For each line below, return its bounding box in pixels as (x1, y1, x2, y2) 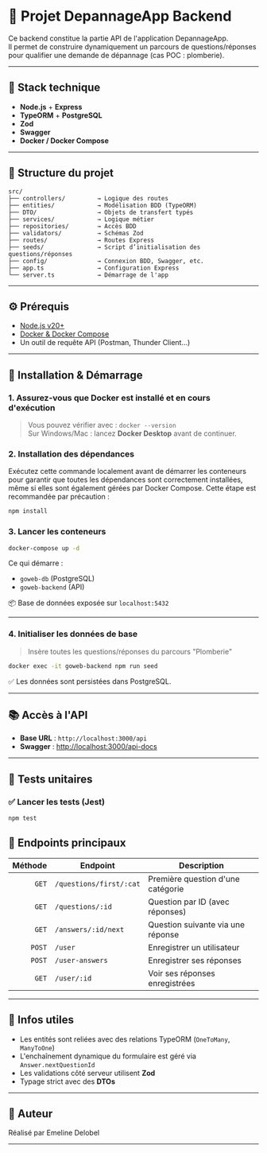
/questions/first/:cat (54, 879, 141, 888)
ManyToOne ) (19, 1042, 56, 1052)
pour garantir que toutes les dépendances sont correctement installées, (8, 475, 243, 484)
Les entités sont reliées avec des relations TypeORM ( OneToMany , (19, 1034, 230, 1044)
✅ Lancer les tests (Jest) (8, 796, 106, 807)
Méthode (12, 860, 48, 871)
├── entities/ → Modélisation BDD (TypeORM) (8, 201, 197, 209)
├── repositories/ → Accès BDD (8, 222, 137, 230)
